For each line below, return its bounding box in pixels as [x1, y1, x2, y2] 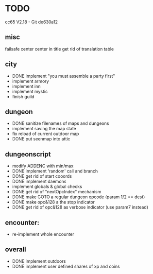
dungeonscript [5, 150, 51, 158]
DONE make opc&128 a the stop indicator [12, 199, 95, 205]
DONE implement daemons [12, 178, 67, 185]
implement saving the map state [12, 126, 76, 132]
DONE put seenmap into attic [12, 136, 70, 142]
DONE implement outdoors [12, 258, 66, 264]
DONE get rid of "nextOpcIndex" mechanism [12, 189, 102, 195]
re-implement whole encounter [12, 231, 74, 237]
